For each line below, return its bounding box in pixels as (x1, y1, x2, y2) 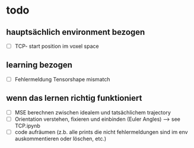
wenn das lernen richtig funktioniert (6, 93, 142, 103)
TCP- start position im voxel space (14, 42, 99, 50)
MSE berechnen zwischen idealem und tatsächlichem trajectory (14, 108, 171, 116)
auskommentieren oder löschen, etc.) (14, 135, 107, 142)
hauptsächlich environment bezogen (6, 27, 145, 37)
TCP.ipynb (14, 122, 40, 129)
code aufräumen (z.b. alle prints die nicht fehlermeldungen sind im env (14, 128, 188, 136)
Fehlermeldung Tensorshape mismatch (14, 75, 110, 83)
